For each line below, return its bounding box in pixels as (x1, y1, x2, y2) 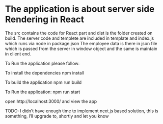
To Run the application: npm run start (5, 89, 80, 95)
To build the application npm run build (5, 79, 82, 85)
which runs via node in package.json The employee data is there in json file (5, 40, 158, 46)
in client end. (5, 50, 31, 57)
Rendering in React (5, 14, 84, 25)
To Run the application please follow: (5, 60, 80, 66)
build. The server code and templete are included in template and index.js (5, 35, 154, 41)
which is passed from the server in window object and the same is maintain (5, 46, 158, 51)
